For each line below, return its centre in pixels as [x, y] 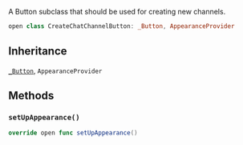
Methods [31, 96]
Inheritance [38, 51]
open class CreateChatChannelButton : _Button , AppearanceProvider [121, 26]
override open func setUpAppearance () [73, 133]
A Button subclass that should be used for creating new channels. [117, 12]
